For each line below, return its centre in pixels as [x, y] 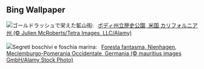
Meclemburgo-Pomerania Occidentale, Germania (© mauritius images [94, 53]
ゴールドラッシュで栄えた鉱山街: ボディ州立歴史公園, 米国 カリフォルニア [105, 25]
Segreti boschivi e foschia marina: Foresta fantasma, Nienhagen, [95, 47]
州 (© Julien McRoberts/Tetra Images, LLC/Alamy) [69, 33]
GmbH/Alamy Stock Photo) [40, 59]
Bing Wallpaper [36, 10]
